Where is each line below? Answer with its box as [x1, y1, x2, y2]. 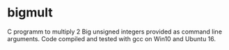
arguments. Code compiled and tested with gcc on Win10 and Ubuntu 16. [7, 34, 216, 42]
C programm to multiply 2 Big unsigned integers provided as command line [7, 27, 223, 36]
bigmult [7, 5, 54, 21]
